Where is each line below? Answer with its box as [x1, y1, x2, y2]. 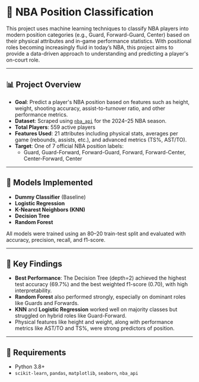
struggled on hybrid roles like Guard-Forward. [14, 312, 127, 319]
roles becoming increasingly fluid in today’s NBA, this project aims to [6, 44, 174, 51]
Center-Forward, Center [23, 155, 82, 162]
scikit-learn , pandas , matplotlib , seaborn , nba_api [14, 370, 139, 377]
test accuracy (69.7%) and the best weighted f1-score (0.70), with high [14, 281, 188, 288]
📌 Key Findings [6, 258, 62, 268]
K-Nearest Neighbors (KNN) [14, 206, 86, 213]
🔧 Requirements [6, 347, 66, 357]
